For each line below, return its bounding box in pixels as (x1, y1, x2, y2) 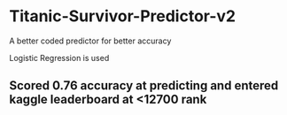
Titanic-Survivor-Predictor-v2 (9, 6, 237, 27)
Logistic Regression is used (9, 52, 110, 63)
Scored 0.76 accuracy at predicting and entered (9, 78, 279, 94)
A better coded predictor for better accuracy (9, 35, 172, 46)
